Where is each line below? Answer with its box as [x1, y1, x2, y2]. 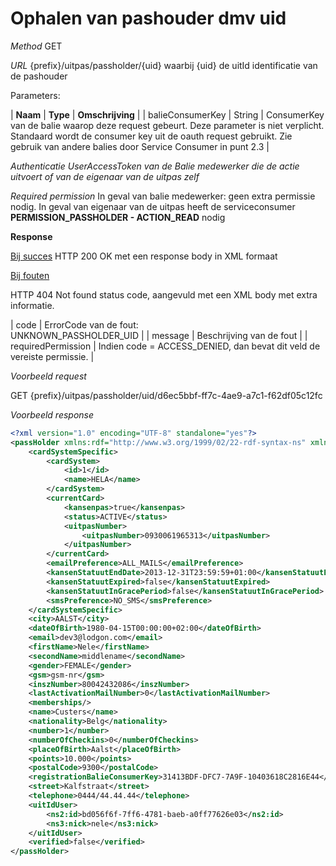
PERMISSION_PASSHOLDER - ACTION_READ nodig [10, 211, 226, 223]
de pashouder [10, 70, 68, 82]
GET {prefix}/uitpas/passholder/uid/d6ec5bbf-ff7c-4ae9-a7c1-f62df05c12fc [10, 389, 323, 401]
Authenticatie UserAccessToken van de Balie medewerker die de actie [10, 160, 300, 172]
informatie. [10, 299, 55, 311]
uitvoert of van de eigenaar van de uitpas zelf [10, 170, 200, 182]
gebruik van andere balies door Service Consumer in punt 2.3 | [10, 140, 270, 152]
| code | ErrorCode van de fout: [10, 318, 139, 331]
